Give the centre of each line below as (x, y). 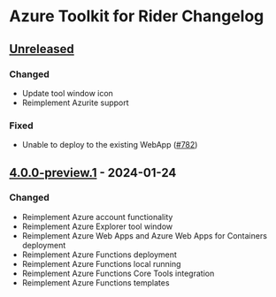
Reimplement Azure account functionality (97, 217)
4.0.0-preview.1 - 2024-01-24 (93, 173)
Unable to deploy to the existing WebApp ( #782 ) (110, 145)
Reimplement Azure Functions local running (101, 263)
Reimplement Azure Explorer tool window (97, 226)
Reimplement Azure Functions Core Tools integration (118, 273)
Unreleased (42, 49)
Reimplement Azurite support (76, 103)
